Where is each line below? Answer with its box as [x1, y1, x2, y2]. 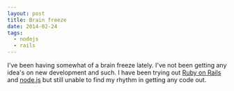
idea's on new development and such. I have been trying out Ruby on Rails [7, 68, 221, 77]
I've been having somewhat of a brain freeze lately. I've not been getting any [7, 61, 227, 69]
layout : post [7, 10, 45, 17]
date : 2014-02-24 [7, 23, 58, 30]
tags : [7, 29, 23, 37]
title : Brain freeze [7, 17, 68, 23]
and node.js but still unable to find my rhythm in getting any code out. [7, 76, 207, 83]
